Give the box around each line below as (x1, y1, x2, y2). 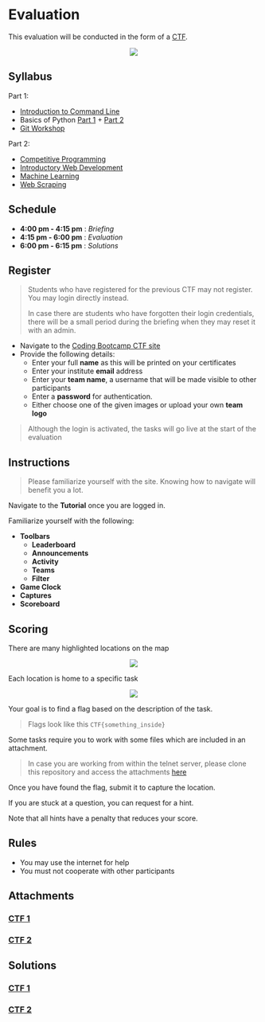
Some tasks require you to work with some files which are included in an (8, 735, 246, 744)
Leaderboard (31, 540, 76, 550)
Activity (31, 557, 59, 567)
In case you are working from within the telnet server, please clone (27, 759, 247, 768)
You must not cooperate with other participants (19, 866, 175, 876)
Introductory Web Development (19, 162, 123, 172)
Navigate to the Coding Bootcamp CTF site (19, 341, 161, 351)
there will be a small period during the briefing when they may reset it (27, 317, 256, 327)
